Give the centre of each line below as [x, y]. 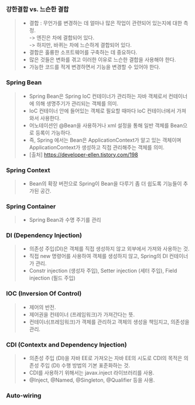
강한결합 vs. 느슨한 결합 [37, 9]
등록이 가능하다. [54, 132]
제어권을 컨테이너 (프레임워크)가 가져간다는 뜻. [82, 314]
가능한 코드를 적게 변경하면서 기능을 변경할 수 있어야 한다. [95, 67]
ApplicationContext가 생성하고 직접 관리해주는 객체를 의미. [97, 147]
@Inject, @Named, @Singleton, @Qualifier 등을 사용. [92, 380]
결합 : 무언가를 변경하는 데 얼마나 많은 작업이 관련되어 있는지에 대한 [106, 23]
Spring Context [28, 170]
